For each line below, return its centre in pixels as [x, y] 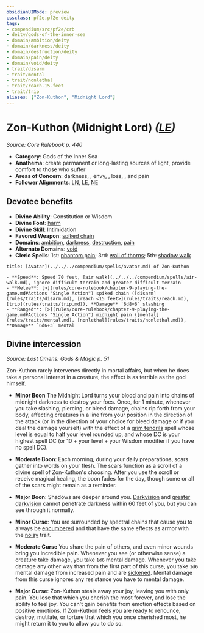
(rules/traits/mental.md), [40, 320]
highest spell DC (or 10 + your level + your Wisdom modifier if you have [104, 441]
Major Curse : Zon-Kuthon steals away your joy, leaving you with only [102, 591]
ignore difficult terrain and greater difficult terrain [107, 283]
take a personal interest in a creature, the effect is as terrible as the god [96, 377]
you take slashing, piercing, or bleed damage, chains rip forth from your [105, 409]
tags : [13, 23]
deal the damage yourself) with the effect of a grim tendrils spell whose [105, 428]
